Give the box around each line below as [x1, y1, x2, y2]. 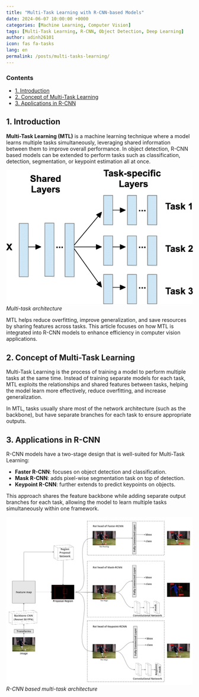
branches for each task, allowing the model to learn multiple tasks [6, 498, 167, 506]
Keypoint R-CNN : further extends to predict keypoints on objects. [14, 481, 176, 488]
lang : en [6, 47, 28, 53]
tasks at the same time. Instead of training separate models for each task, [6, 375, 186, 382]
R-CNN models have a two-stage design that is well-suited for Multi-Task [6, 450, 185, 458]
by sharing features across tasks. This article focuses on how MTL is [6, 323, 174, 330]
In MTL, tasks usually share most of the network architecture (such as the [6, 405, 186, 412]
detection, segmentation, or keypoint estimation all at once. [6, 158, 151, 165]
